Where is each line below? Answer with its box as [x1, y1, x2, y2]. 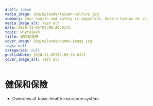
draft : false [5, 7, 32, 12]
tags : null [5, 43, 27, 48]
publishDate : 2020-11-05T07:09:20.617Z [5, 52, 86, 57]
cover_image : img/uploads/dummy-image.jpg [5, 39, 92, 44]
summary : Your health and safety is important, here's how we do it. [5, 16, 149, 21]
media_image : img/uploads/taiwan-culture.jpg [5, 12, 99, 17]
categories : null [5, 48, 40, 53]
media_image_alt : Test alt [5, 20, 60, 26]
